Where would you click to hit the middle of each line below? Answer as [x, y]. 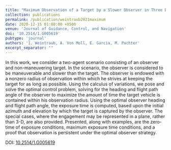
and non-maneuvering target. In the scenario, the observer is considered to [84, 68]
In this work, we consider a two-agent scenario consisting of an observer [82, 62]
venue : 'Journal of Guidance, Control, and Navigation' [66, 29]
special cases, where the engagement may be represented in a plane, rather [85, 116]
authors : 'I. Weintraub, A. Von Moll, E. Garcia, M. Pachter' [73, 43]
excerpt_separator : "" [29, 48]
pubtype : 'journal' [26, 39]
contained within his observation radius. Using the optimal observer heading [85, 100]
